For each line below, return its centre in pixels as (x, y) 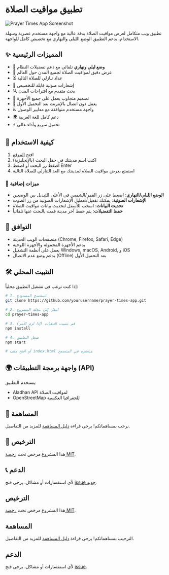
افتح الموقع (23, 154)
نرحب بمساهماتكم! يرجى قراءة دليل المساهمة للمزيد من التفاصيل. (68, 426)
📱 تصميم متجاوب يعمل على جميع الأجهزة (51, 98)
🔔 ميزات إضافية (22, 184)
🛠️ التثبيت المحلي (29, 272)
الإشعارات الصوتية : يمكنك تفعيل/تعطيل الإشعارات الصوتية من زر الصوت (79, 200)
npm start (16, 342)
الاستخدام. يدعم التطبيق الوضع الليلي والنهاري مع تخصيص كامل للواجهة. (72, 39)
